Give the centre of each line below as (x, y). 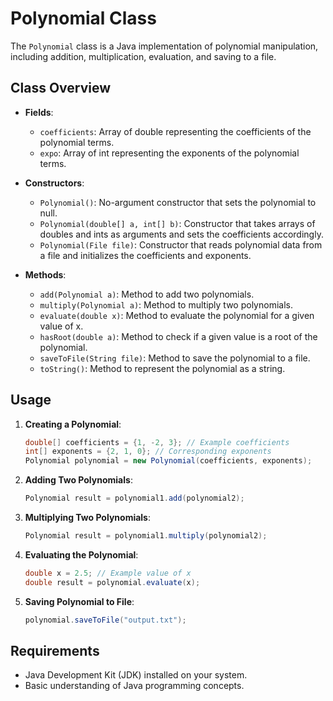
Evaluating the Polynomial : (81, 554)
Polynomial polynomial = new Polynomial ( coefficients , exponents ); (168, 461)
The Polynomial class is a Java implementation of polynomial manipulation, (164, 46)
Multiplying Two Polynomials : (88, 518)
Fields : (39, 112)
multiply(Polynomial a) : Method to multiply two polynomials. (166, 304)
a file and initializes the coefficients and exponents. (145, 255)
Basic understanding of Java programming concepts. (134, 686)
